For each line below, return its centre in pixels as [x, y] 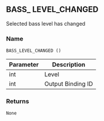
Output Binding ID [69, 84]
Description [69, 65]
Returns [18, 101]
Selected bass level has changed [46, 23]
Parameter [24, 65]
